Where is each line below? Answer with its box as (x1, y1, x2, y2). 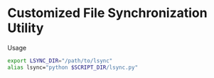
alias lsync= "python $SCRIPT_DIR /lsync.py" (7, 64, 139, 71)
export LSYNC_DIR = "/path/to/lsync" (7, 57, 113, 65)
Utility (7, 20, 44, 36)
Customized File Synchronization (7, 5, 208, 21)
